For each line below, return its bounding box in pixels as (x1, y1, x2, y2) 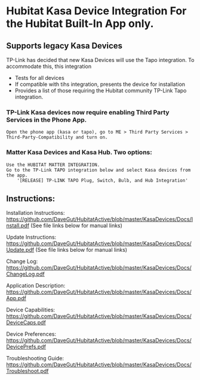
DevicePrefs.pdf (6, 343, 47, 350)
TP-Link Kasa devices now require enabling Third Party (6, 108, 170, 116)
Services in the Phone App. (6, 115, 87, 123)
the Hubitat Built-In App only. (6, 17, 154, 30)
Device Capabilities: (6, 306, 56, 314)
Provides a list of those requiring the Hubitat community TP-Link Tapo (14, 87, 187, 94)
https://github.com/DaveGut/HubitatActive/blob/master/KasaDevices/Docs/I (6, 216, 193, 223)
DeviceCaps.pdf (6, 319, 46, 326)
